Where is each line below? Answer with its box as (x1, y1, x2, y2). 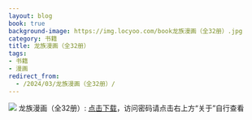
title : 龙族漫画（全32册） (8, 42, 90, 50)
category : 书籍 (8, 34, 58, 43)
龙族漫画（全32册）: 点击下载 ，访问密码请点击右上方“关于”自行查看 (18, 103, 245, 113)
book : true (8, 19, 46, 28)
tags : (8, 49, 27, 58)
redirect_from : (8, 72, 60, 80)
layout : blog (8, 11, 53, 20)
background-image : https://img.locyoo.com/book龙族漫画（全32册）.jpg (8, 27, 243, 35)
